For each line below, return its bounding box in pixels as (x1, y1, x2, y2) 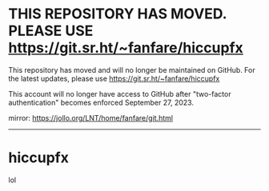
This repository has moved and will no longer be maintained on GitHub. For (8, 65, 255, 74)
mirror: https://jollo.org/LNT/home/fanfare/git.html (8, 113, 174, 122)
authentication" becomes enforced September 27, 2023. (8, 97, 195, 107)
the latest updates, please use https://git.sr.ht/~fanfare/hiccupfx (8, 74, 220, 83)
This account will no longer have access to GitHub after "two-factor (8, 89, 231, 98)
